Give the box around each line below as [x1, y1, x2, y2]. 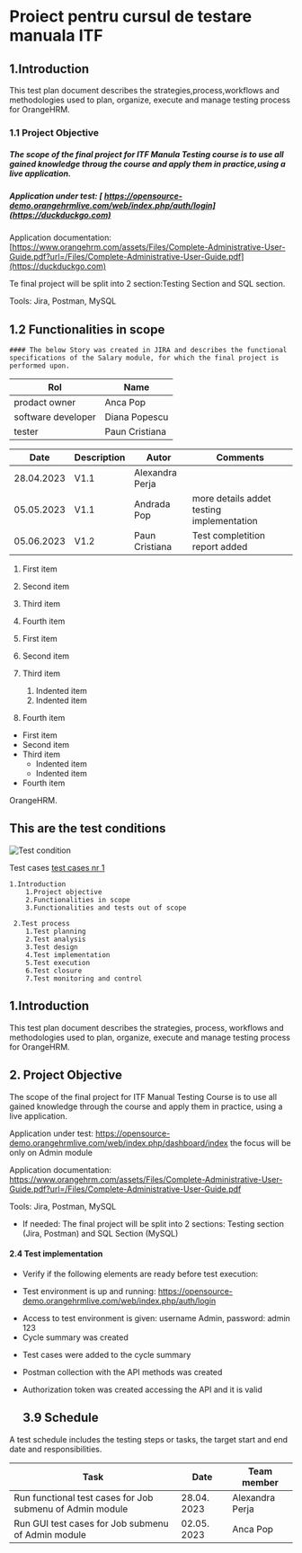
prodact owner [13, 396, 76, 409]
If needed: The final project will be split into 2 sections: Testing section [22, 1218, 285, 1229]
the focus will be [229, 1137, 291, 1148]
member [241, 1476, 279, 1488]
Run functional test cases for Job [13, 1491, 154, 1504]
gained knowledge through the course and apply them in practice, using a [9, 1101, 283, 1112]
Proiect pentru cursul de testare [9, 6, 253, 27]
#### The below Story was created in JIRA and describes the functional [9, 346, 288, 355]
